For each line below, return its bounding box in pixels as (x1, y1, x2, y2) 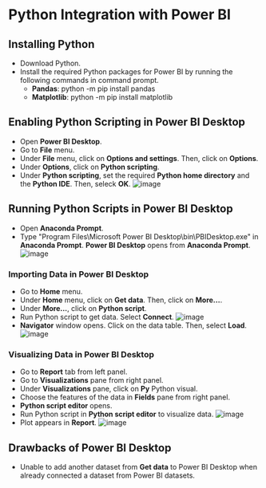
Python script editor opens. (19, 401, 113, 411)
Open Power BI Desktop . (19, 136, 102, 146)
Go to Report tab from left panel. (19, 367, 128, 376)
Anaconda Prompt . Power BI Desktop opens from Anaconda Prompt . (19, 240, 251, 250)
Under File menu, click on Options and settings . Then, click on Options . (19, 153, 259, 163)
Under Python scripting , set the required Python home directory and (19, 170, 250, 180)
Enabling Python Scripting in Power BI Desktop (8, 116, 246, 129)
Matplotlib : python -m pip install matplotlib (31, 92, 173, 101)
